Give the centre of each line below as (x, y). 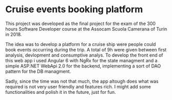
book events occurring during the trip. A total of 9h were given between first (86, 49)
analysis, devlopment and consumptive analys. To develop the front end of (84, 55)
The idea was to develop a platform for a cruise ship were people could (81, 44)
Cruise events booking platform (74, 9)
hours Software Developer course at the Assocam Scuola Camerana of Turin (86, 29)
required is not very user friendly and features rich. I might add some (78, 86)
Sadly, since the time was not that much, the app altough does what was (82, 81)
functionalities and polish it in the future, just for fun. (61, 92)
